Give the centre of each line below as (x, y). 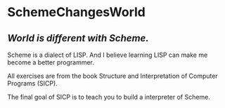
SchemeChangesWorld (77, 12)
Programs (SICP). (32, 83)
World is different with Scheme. (78, 38)
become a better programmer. (51, 62)
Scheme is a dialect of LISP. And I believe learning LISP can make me (108, 55)
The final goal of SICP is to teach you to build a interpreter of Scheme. (109, 97)
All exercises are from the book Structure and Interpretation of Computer (112, 76)
